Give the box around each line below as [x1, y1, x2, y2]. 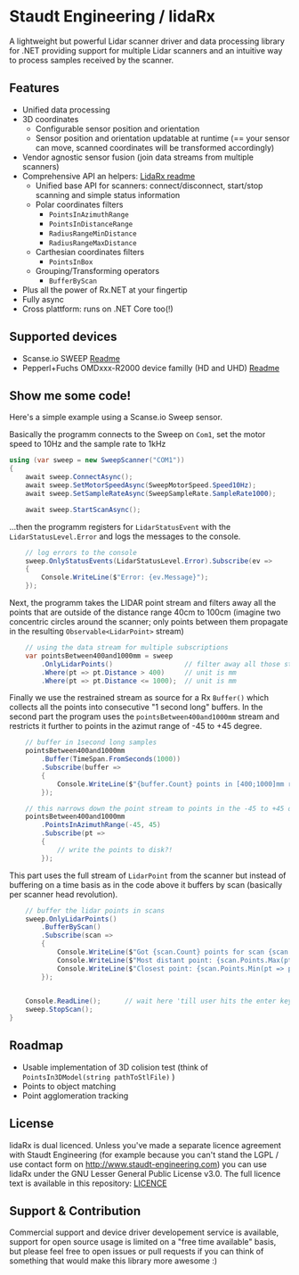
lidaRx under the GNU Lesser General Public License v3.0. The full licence [9, 1168, 281, 1179]
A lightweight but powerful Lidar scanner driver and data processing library [9, 36, 285, 46]
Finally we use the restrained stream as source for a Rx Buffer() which [9, 692, 270, 703]
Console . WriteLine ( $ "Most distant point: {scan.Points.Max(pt [56, 956, 293, 965]
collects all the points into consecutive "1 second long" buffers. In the [9, 702, 263, 713]
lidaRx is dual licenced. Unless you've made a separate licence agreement [9, 1139, 282, 1150]
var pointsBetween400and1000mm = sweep [25, 651, 174, 660]
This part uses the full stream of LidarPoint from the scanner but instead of [9, 870, 287, 881]
